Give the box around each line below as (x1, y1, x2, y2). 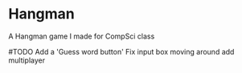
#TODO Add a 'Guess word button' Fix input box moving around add (8, 47, 235, 56)
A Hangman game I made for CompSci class (8, 31, 155, 41)
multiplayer (8, 55, 46, 65)
